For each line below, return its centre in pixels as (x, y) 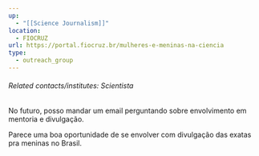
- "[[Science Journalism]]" (63, 23)
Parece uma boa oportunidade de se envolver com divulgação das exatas (130, 135)
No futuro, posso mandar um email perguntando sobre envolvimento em (127, 111)
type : (17, 53)
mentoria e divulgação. (46, 119)
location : (25, 30)
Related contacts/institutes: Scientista (71, 86)
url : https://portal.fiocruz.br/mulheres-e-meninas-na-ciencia (116, 46)
